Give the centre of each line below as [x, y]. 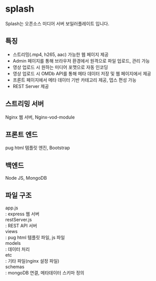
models [13, 243]
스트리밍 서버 [25, 104]
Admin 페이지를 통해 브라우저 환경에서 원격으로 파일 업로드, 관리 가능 [81, 61]
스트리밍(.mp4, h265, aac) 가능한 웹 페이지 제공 [60, 54]
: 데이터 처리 [18, 249]
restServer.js [19, 220]
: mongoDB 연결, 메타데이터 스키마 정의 [45, 273]
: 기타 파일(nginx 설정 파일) [32, 261]
